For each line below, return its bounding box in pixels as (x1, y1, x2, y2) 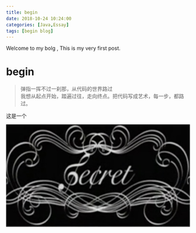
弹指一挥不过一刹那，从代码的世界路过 (20, 85, 113, 92)
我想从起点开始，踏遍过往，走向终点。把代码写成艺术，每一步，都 (20, 92, 179, 100)
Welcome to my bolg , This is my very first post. (6, 44, 121, 52)
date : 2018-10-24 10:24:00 (6, 15, 72, 22)
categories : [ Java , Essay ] (6, 22, 69, 28)
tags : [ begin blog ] (6, 28, 54, 34)
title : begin (6, 9, 38, 15)
